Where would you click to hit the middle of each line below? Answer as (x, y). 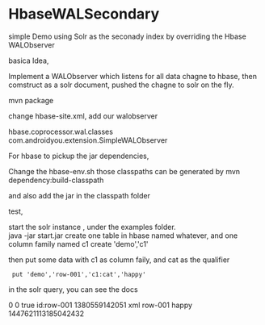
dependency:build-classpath (56, 180)
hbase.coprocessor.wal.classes (61, 131)
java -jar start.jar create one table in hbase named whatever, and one (123, 235)
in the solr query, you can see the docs (74, 289)
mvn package (31, 100)
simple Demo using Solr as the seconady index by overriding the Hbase (127, 36)
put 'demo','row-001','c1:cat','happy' (79, 274)
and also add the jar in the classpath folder (80, 195)
